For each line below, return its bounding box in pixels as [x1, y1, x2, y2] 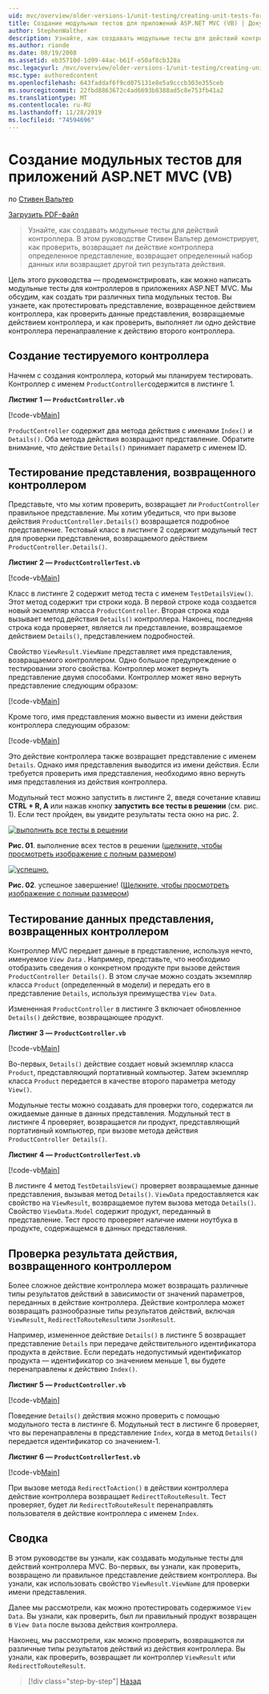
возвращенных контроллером [8, 924, 170, 938]
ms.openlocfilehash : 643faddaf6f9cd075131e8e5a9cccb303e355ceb [8, 79, 224, 87]
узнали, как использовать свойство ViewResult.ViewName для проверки [8, 1579, 250, 1588]
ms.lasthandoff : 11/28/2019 [8, 109, 102, 117]
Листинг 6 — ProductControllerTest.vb [8, 1452, 141, 1462]
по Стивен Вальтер [8, 194, 74, 204]
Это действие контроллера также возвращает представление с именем [8, 751, 256, 762]
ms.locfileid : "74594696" [8, 116, 94, 124]
